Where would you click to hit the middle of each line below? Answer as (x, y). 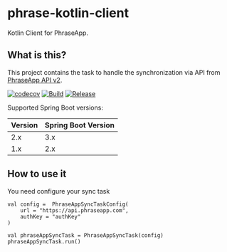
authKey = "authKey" (51, 216)
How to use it (37, 174)
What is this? (37, 55)
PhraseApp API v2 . (35, 80)
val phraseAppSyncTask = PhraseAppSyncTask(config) (85, 235)
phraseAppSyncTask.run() (44, 241)
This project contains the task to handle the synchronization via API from (114, 72)
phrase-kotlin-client (68, 13)
